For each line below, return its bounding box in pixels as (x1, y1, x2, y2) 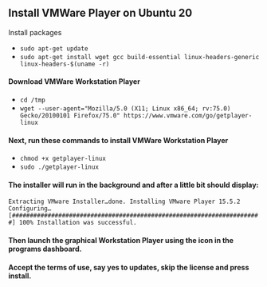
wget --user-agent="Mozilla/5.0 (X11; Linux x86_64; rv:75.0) (19, 105, 231, 113)
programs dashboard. (8, 244, 82, 254)
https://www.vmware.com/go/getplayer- (123, 112, 253, 120)
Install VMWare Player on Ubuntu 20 (8, 6, 193, 20)
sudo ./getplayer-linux (19, 163, 100, 171)
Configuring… (8, 205, 52, 213)
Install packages (8, 27, 62, 37)
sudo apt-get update (19, 44, 88, 53)
